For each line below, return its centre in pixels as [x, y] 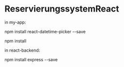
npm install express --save [31, 59]
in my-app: [15, 22]
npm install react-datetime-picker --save [45, 31]
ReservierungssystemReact [62, 9]
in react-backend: [22, 50]
